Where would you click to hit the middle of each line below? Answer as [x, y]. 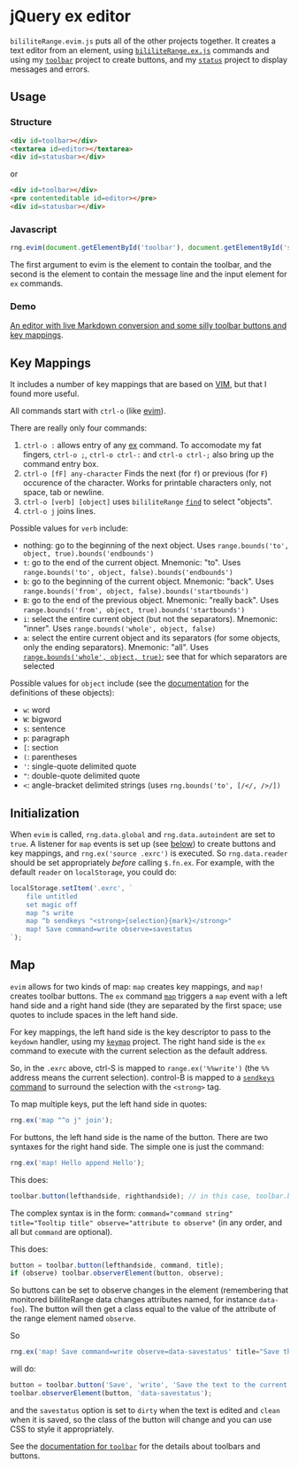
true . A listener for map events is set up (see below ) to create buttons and [143, 843]
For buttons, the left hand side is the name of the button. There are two [139, 1137]
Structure [31, 122]
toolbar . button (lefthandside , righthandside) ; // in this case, [131, 1196]
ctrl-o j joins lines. [59, 511]
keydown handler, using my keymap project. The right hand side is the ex [138, 1041]
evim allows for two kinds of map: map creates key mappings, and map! [137, 986]
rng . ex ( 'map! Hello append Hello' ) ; [77, 1162]
